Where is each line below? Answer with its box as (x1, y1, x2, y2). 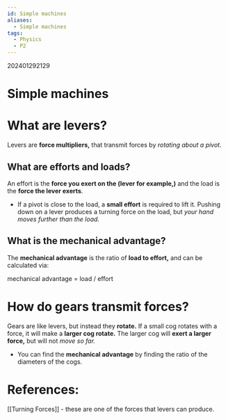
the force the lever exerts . (7, 186, 83, 195)
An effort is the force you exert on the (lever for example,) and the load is (7, 179, 220, 188)
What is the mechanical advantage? (7, 235, 166, 247)
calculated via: (7, 261, 49, 269)
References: (7, 382, 79, 397)
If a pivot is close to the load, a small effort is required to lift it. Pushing (17, 200, 221, 209)
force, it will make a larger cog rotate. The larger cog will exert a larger (7, 329, 212, 337)
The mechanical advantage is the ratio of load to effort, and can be (7, 253, 203, 261)
